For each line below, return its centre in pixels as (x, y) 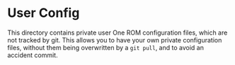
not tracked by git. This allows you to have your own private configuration (115, 40)
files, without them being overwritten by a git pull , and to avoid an (105, 47)
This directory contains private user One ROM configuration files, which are (117, 32)
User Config (44, 13)
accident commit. (33, 55)
